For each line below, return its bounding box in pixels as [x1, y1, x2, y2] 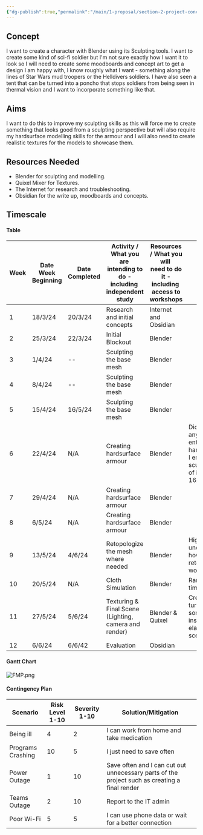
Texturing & [106, 597, 139, 605]
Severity [74, 705, 100, 713]
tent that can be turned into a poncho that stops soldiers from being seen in [6, 79, 195, 87]
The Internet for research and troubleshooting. [14, 186, 131, 193]
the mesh [106, 547, 133, 555]
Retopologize [106, 539, 144, 548]
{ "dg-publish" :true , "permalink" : [6, 8, 91, 15]
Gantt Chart [6, 658, 37, 665]
